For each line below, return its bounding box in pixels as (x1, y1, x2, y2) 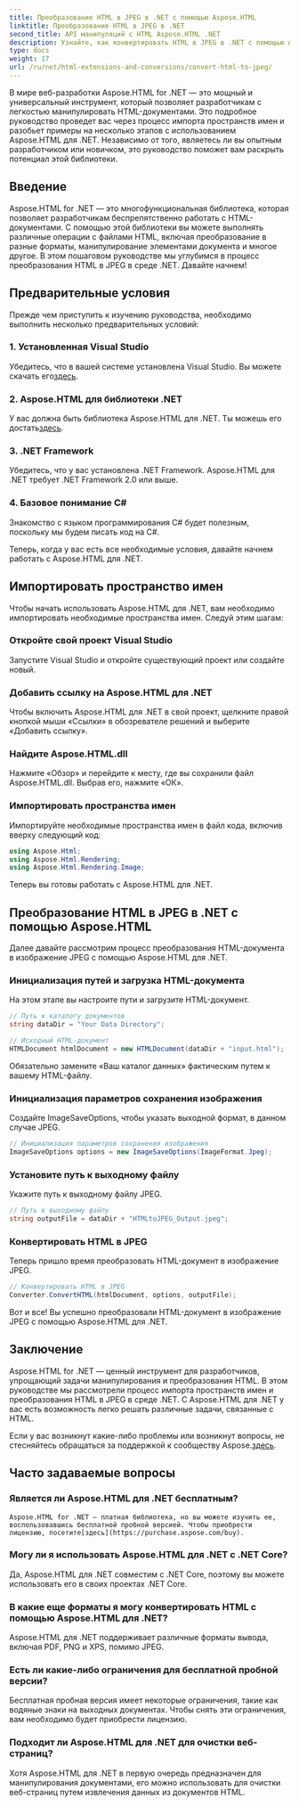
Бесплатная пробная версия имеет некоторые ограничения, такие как (9, 1695, 279, 1706)
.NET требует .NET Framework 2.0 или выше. (9, 474, 179, 486)
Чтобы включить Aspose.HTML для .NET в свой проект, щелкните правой (9, 707, 289, 717)
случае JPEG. (9, 1122, 61, 1132)
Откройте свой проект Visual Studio (9, 634, 174, 647)
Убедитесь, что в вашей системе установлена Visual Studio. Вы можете (9, 361, 282, 372)
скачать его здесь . (9, 371, 78, 381)
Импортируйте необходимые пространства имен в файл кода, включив (9, 820, 283, 830)
